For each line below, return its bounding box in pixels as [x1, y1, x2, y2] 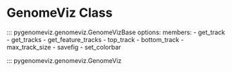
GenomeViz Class [6, 5, 113, 21]
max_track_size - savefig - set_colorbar [6, 43, 121, 51]
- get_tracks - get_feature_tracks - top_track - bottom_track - [6, 35, 184, 43]
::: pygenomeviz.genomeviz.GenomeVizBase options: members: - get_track [6, 28, 226, 36]
